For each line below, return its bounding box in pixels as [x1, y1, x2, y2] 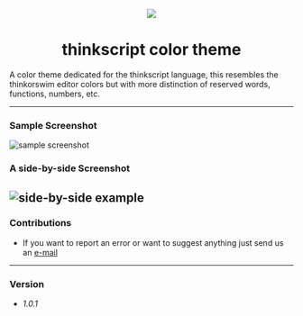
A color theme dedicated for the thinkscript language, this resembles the [9, 68, 280, 80]
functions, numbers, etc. [9, 88, 101, 99]
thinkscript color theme [61, 40, 242, 60]
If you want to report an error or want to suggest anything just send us [22, 237, 284, 248]
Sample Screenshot [9, 119, 97, 131]
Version [9, 277, 45, 290]
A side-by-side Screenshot [9, 162, 131, 175]
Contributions [9, 217, 72, 230]
